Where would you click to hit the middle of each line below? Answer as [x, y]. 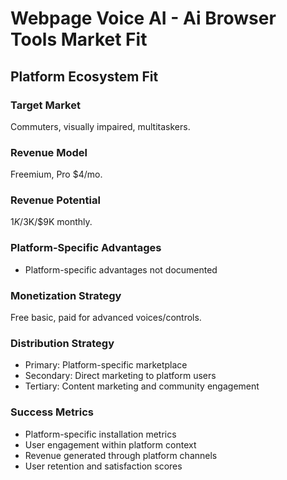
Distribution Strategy [62, 343]
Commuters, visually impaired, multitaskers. [100, 126]
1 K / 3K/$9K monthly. [51, 222]
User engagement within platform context [110, 444]
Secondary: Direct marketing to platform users [120, 376]
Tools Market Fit [79, 39]
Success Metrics [52, 412]
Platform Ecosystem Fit [84, 76]
